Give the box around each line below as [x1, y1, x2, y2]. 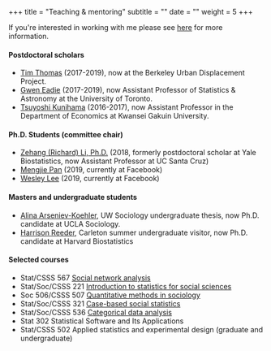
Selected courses [8, 255, 69, 265]
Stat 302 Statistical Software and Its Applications [19, 316, 184, 326]
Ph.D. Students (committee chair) [8, 129, 123, 139]
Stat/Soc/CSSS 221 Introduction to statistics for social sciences [19, 281, 232, 291]
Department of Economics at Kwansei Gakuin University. [19, 111, 209, 121]
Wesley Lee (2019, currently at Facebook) [19, 174, 160, 184]
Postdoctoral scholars [8, 50, 85, 59]
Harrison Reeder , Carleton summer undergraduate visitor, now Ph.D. [19, 227, 248, 237]
